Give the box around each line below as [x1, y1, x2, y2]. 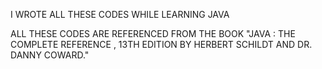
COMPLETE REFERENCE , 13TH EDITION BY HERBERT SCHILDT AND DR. [10, 39, 313, 50]
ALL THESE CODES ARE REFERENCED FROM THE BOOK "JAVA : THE [10, 28, 296, 39]
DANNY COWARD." [10, 49, 90, 61]
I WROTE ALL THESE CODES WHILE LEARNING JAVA [10, 9, 230, 20]
